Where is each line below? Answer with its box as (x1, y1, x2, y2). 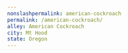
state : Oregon (7, 36, 48, 43)
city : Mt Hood (7, 29, 48, 36)
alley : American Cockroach (7, 23, 85, 30)
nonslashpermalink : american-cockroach (7, 10, 122, 17)
